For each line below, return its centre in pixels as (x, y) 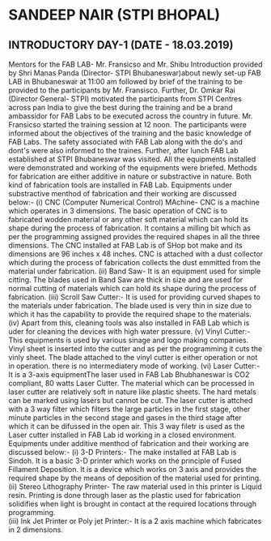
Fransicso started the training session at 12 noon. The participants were (127, 125)
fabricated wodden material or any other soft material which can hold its (129, 219)
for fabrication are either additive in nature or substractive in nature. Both (130, 176)
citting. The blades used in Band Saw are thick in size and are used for (126, 280)
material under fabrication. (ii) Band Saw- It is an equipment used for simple (135, 271)
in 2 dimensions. (36, 530)
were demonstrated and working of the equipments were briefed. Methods (133, 167)
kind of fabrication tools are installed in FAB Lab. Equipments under (121, 185)
